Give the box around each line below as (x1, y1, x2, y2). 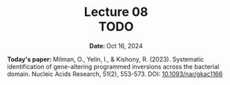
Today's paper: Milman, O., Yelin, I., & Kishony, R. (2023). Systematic (7, 55, 204, 63)
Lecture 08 (84, 4, 148, 20)
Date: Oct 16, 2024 (89, 41, 143, 50)
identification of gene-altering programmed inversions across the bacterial (7, 62, 220, 70)
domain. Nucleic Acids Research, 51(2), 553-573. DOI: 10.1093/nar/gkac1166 (7, 70, 223, 78)
